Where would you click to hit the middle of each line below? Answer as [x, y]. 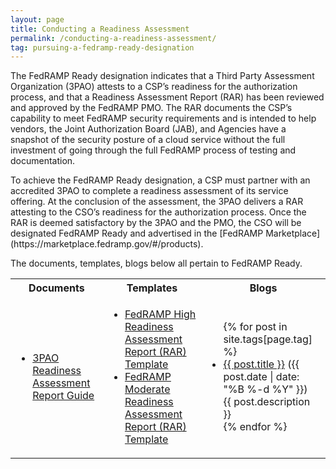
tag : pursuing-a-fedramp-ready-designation [102, 47]
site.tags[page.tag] [268, 339]
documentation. [43, 161]
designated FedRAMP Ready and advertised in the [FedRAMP [137, 233]
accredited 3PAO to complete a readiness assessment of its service [149, 191]
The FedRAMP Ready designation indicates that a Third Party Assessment [162, 76]
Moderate [147, 389]
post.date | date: [261, 377]
